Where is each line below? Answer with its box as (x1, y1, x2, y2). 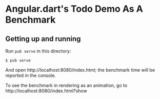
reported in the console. (5, 72, 56, 78)
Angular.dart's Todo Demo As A (5, 3, 144, 15)
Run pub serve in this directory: (5, 48, 71, 54)
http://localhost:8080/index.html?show (5, 88, 87, 94)
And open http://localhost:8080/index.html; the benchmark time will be (5, 67, 155, 73)
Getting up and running (5, 34, 81, 43)
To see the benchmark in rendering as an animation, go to (5, 83, 128, 88)
